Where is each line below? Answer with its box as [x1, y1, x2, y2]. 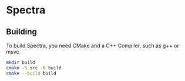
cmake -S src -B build [6, 65, 62, 71]
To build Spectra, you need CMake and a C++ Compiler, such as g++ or [6, 42, 180, 49]
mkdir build [6, 59, 35, 65]
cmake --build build [6, 71, 57, 76]
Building [6, 27, 37, 37]
